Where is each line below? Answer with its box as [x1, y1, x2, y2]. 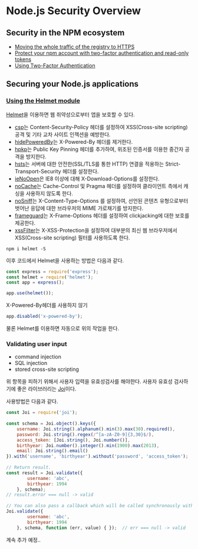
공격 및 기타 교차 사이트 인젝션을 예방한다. [14, 131, 111, 138]
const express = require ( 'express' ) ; [6, 268, 99, 275]
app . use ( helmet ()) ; [6, 290, 54, 296]
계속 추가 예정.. [6, 536, 41, 543]
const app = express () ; [6, 280, 65, 285]
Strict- [165, 160, 181, 167]
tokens [14, 56, 31, 63]
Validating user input [6, 340, 67, 348]
